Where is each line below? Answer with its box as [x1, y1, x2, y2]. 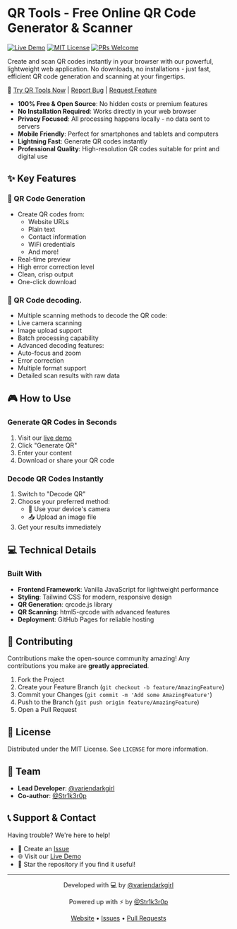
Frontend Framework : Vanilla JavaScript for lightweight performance [17, 585, 219, 593]
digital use [17, 152, 48, 160]
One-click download [17, 277, 77, 286]
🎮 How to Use [7, 392, 71, 404]
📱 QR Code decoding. [7, 295, 83, 305]
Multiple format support [17, 363, 87, 372]
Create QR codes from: [17, 210, 85, 218]
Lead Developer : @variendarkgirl [17, 784, 115, 793]
